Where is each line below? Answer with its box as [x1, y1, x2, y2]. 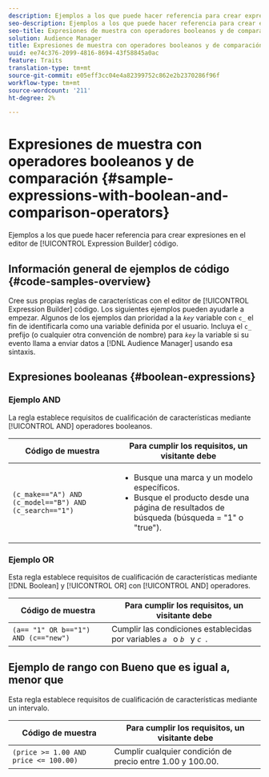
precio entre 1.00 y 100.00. [114, 755, 219, 767]
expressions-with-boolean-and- [8, 186, 229, 205]
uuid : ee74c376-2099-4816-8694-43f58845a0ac [8, 49, 159, 57]
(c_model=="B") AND [12, 498, 86, 506]
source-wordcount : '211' [8, 86, 91, 95]
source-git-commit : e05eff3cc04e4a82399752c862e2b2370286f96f [8, 71, 220, 79]
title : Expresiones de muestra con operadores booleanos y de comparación [8, 42, 263, 50]
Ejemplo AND [8, 394, 62, 405]
